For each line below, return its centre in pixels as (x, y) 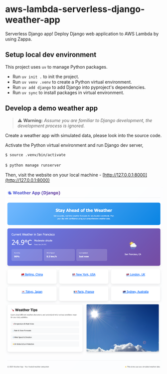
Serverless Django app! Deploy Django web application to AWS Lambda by (82, 34)
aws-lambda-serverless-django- (75, 9)
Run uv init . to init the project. (46, 77)
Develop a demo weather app (52, 108)
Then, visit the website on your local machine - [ (55, 175)
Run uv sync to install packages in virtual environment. (68, 92)
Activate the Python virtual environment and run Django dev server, (74, 145)
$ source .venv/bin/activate (35, 155)
